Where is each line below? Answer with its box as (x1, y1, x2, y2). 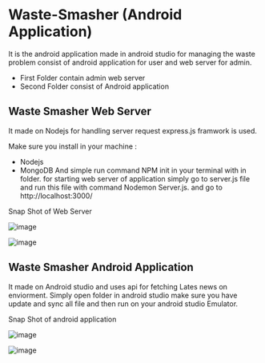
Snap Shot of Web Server (8, 206, 92, 216)
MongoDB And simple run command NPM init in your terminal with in (19, 166, 247, 175)
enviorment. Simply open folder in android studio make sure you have (8, 290, 238, 300)
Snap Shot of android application (8, 314, 117, 324)
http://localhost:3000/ (19, 190, 93, 201)
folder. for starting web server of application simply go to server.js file (19, 174, 251, 183)
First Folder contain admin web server (19, 73, 146, 82)
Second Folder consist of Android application (19, 82, 170, 91)
